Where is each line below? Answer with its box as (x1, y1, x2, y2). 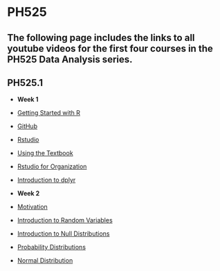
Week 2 (17, 189, 40, 198)
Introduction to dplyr (17, 176, 76, 184)
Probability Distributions (17, 243, 86, 252)
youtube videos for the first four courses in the (7, 42, 213, 54)
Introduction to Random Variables (17, 216, 113, 225)
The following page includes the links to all (7, 32, 195, 44)
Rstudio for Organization (17, 162, 87, 171)
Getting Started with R (17, 109, 81, 117)
